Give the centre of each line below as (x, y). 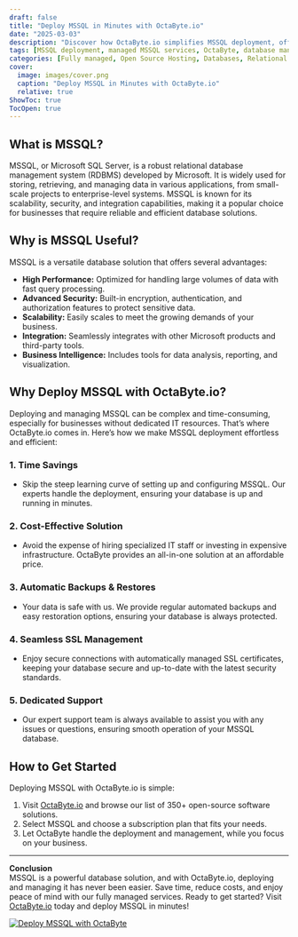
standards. (42, 677)
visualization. (46, 364)
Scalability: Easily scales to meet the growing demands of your (138, 317)
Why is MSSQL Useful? (74, 241)
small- (267, 185)
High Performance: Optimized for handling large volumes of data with (150, 279)
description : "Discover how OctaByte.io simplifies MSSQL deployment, (142, 42)
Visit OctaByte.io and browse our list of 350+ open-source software (146, 805)
